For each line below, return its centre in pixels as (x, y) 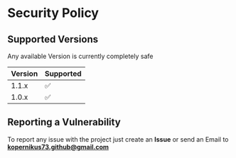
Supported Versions (53, 39)
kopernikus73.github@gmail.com (58, 147)
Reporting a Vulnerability (64, 122)
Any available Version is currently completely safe (80, 56)
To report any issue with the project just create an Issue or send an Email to (118, 139)
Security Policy (53, 13)
